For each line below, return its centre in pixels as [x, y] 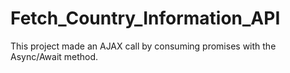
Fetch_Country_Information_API [145, 18]
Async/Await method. [54, 56]
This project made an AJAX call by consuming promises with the [143, 46]
